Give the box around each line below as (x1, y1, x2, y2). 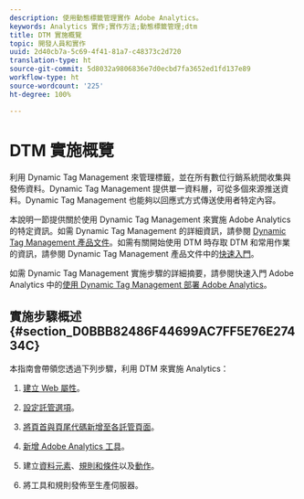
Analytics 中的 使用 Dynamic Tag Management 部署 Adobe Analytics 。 (9, 280, 272, 291)
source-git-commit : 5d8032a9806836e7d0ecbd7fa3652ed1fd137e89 (9, 65, 251, 74)
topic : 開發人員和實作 (9, 38, 87, 48)
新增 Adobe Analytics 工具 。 (22, 441, 130, 452)
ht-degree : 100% (9, 90, 71, 99)
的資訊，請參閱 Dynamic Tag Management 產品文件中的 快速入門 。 (9, 249, 259, 260)
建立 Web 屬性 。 (22, 383, 85, 394)
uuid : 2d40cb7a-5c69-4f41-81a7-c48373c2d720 (9, 48, 182, 57)
